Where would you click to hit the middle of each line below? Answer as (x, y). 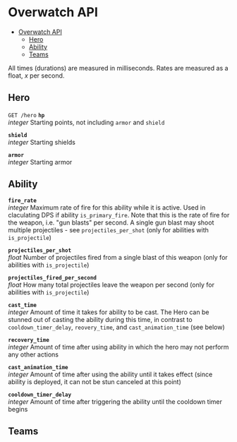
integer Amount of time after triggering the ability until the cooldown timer (115, 401)
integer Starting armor (40, 162)
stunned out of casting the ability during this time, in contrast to (100, 319)
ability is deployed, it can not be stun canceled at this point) (95, 381)
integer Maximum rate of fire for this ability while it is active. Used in (107, 207)
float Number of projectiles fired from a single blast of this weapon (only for (118, 257)
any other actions (34, 354)
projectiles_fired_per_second (53, 277)
